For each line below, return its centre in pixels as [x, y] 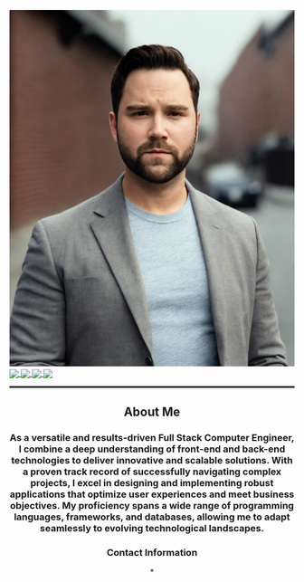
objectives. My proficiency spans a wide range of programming [152, 505]
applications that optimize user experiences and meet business [152, 494]
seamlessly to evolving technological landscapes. [152, 528]
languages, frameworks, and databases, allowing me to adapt [152, 517]
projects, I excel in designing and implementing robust [152, 482]
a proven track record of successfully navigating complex [152, 472]
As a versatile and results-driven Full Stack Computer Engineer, [152, 437]
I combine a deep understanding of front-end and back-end [152, 449]
